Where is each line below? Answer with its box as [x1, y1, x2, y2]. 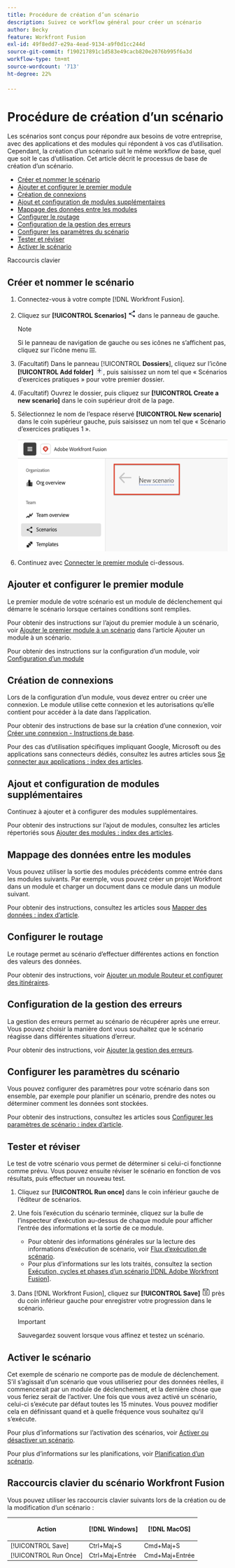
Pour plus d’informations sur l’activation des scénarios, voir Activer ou [7, 1428, 209, 1437]
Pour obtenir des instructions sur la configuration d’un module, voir [7, 647, 201, 655]
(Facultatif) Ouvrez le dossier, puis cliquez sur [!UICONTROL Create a [17, 389, 219, 398]
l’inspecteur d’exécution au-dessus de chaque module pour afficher [17, 1217, 213, 1225]
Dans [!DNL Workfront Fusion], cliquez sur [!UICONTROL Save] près [17, 1289, 225, 1297]
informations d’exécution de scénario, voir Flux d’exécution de [27, 1245, 207, 1253]
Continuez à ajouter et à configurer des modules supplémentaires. [7, 807, 198, 816]
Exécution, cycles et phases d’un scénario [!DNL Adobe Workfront [27, 1267, 219, 1276]
